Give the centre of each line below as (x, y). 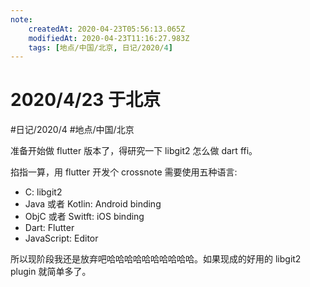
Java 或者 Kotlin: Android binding (93, 204)
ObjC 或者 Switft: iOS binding (84, 217)
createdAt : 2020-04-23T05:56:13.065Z (107, 29)
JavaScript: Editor (61, 238)
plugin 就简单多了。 (51, 272)
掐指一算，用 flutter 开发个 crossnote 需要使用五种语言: (124, 172)
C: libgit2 (43, 192)
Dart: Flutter (49, 228)
